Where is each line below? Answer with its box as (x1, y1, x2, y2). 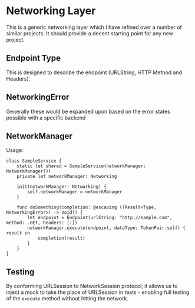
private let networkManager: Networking (16, 174, 117, 180)
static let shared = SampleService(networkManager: (16, 163, 146, 169)
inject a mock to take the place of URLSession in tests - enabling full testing (6, 289, 190, 296)
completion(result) (37, 236, 85, 241)
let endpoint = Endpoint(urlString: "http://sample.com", (27, 215, 173, 221)
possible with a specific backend (6, 114, 86, 121)
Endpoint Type (6, 53, 61, 63)
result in (6, 230, 31, 236)
